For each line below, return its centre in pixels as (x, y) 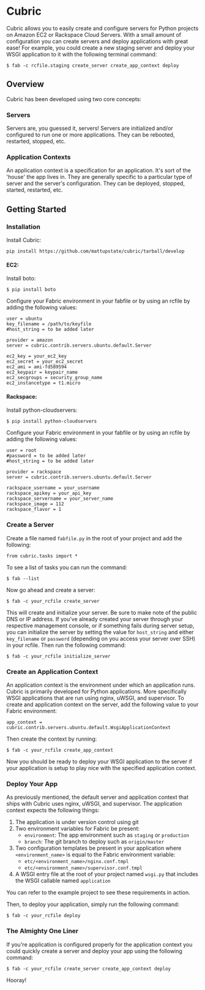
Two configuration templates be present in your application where (98, 848)
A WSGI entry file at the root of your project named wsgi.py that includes (107, 874)
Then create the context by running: (52, 739)
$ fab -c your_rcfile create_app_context (60, 750)
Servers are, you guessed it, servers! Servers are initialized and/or (90, 128)
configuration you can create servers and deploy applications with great (97, 41)
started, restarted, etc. (35, 190)
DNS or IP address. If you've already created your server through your (95, 619)
